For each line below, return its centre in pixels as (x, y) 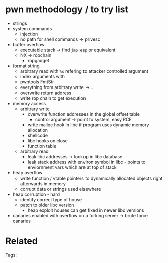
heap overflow (27, 172)
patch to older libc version (47, 205)
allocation (38, 130)
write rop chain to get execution (53, 98)
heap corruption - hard (36, 194)
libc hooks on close (48, 141)
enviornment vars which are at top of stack (72, 167)
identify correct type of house (51, 199)
